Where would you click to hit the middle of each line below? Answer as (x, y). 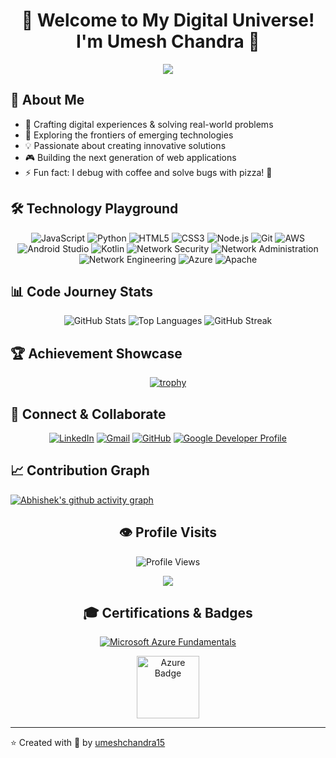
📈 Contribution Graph (80, 470)
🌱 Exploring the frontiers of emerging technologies (129, 135)
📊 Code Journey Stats (81, 291)
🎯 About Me (47, 100)
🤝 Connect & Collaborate (88, 414)
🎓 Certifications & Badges (168, 613)
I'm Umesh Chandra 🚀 (168, 41)
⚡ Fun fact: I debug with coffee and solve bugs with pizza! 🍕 (148, 172)
